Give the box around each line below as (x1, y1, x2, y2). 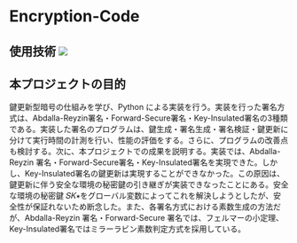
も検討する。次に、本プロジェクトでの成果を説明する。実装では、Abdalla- (9, 146, 281, 157)
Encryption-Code (9, 6, 140, 27)
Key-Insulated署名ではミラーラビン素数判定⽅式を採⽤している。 (9, 223, 246, 234)
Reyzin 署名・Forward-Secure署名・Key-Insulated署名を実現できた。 (9, 157, 262, 168)
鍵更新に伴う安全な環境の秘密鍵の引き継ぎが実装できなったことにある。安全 (9, 179, 289, 190)
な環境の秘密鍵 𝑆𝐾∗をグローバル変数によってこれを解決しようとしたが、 (9, 191, 274, 201)
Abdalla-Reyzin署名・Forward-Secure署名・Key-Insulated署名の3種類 (32, 113, 288, 123)
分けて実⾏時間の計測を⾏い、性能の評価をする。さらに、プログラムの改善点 (9, 135, 289, 145)
